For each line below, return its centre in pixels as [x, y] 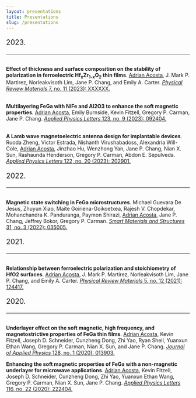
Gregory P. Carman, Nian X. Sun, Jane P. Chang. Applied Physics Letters [93, 382]
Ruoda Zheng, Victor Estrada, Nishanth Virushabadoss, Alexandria [85, 143]
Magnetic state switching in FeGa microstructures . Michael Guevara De [94, 202]
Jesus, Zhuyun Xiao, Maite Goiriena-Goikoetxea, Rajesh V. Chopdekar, [90, 208]
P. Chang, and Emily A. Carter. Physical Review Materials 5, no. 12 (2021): [94, 280]
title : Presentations [32, 17]
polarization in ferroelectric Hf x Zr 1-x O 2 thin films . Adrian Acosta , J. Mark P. [98, 76]
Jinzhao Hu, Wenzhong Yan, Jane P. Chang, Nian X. [119, 149]
